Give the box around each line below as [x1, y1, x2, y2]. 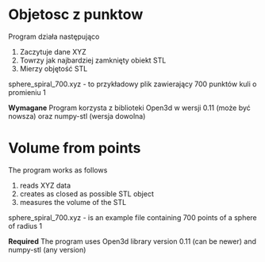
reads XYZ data [19, 180, 71, 190]
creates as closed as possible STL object [19, 188, 155, 199]
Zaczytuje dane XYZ [19, 47, 87, 56]
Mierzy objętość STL [19, 63, 88, 73]
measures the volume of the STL [19, 197, 127, 207]
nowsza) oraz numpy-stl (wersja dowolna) [8, 111, 146, 120]
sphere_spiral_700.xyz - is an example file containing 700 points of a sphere [8, 212, 258, 222]
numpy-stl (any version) [8, 245, 86, 254]
